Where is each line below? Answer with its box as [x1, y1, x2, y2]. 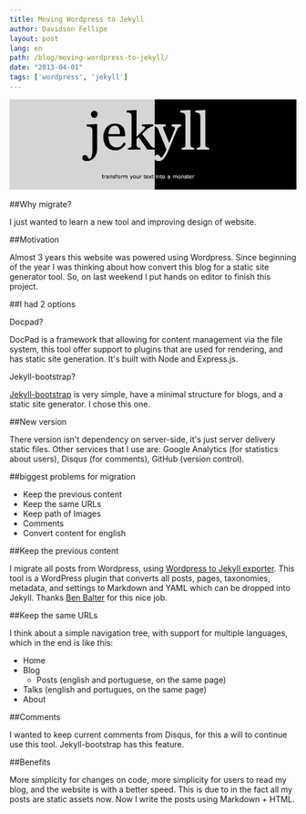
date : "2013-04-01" [9, 63, 84, 72]
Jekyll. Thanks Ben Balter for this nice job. [9, 592, 168, 603]
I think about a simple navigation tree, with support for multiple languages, [9, 627, 289, 639]
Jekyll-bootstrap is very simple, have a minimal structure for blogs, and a [9, 388, 284, 399]
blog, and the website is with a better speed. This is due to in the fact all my [9, 784, 293, 795]
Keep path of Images [22, 508, 102, 519]
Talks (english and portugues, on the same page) [22, 683, 208, 694]
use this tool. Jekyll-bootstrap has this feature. [9, 738, 185, 749]
